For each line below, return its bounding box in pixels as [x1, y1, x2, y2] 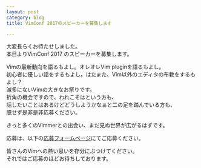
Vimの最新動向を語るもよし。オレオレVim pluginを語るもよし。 [6, 63, 165, 70]
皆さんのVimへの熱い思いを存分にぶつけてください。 [6, 147, 138, 155]
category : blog [6, 15, 45, 21]
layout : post [6, 8, 39, 15]
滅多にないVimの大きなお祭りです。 [6, 86, 95, 93]
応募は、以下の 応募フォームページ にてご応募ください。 [6, 135, 144, 142]
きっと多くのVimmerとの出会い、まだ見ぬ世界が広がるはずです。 [6, 122, 168, 129]
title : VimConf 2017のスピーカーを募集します [6, 20, 112, 26]
